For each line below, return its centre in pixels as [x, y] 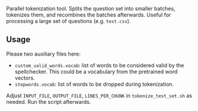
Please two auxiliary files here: [44, 54]
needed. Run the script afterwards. [49, 102]
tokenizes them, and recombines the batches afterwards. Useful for [89, 15]
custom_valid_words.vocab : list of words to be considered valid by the [99, 65]
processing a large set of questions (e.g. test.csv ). [68, 21]
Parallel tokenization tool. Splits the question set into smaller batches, [91, 9]
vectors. [25, 78]
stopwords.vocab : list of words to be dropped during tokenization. [94, 84]
